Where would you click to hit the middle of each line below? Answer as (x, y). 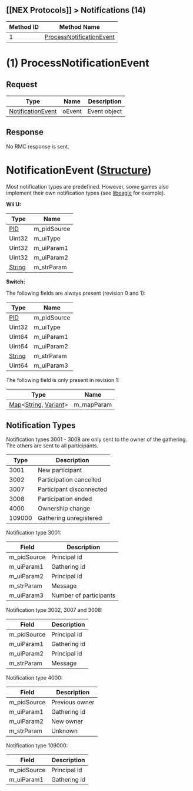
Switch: (16, 281)
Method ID (24, 27)
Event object (105, 111)
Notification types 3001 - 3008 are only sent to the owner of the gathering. (96, 440)
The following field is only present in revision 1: (63, 380)
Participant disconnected (73, 489)
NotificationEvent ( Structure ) (79, 170)
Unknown (64, 731)
